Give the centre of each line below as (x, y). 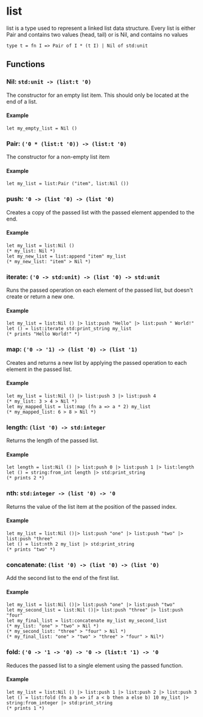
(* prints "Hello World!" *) (43, 334)
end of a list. (22, 101)
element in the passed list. (39, 369)
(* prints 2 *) (26, 478)
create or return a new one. (40, 297)
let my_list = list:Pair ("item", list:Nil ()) (68, 184)
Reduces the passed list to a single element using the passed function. (95, 665)
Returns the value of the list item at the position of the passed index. (92, 506)
